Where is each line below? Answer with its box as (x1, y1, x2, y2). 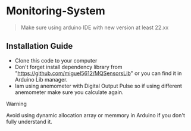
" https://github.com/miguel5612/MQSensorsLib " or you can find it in (14, 70, 182, 77)
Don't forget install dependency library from (14, 63, 123, 70)
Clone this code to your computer (14, 57, 98, 64)
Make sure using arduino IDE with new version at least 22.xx (20, 24, 169, 31)
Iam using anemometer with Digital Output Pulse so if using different (14, 82, 183, 89)
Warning (6, 100, 27, 107)
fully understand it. (6, 118, 52, 125)
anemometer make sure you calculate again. (14, 88, 124, 96)
